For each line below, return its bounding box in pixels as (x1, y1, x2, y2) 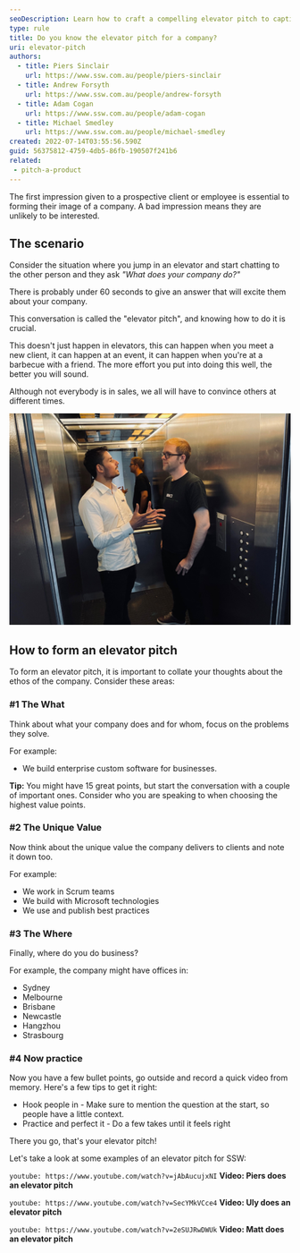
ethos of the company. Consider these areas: (9, 676, 176, 686)
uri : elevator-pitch (9, 43, 87, 52)
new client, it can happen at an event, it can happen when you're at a (9, 350, 263, 361)
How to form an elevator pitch (9, 643, 178, 658)
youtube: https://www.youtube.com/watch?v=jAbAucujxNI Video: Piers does (9, 1171, 287, 1181)
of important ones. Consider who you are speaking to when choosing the (9, 789, 279, 800)
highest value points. (9, 799, 87, 810)
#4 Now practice (9, 1053, 83, 1065)
